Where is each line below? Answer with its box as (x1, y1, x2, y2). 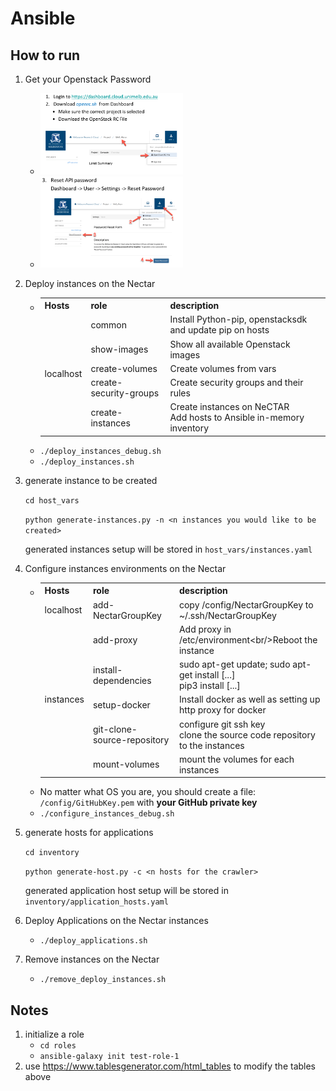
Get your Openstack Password (24, 73, 152, 85)
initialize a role (24, 1028, 85, 1041)
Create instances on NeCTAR (169, 401, 290, 413)
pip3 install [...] (178, 680, 241, 692)
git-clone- (92, 723, 138, 736)
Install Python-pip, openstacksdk (169, 313, 308, 326)
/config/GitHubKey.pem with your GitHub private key (39, 797, 258, 809)
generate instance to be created (24, 474, 158, 486)
